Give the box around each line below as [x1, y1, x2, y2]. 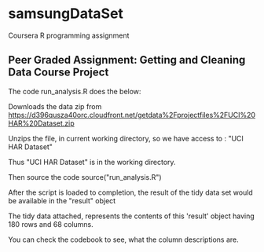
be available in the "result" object [8, 195, 116, 205]
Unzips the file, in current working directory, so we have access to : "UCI [8, 133, 244, 143]
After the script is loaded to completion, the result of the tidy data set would [8, 188, 253, 197]
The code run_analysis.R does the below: [8, 86, 141, 96]
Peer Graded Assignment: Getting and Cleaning [8, 53, 246, 67]
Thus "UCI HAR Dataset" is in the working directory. [8, 157, 176, 166]
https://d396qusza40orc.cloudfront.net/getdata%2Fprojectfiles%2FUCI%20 [8, 110, 256, 119]
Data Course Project [8, 66, 109, 79]
